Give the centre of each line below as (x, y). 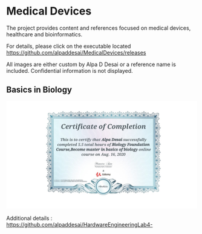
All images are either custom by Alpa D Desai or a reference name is (91, 64)
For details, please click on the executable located (69, 46)
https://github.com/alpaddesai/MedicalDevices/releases (76, 52)
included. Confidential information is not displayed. (70, 70)
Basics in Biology (39, 90)
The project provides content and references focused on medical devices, (99, 28)
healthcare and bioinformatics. (44, 34)
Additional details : (29, 218)
